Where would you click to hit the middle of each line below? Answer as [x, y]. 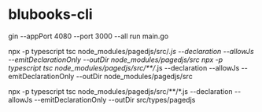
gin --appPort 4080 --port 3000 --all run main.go [89, 36]
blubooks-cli [50, 14]
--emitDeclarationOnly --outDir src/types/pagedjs [115, 99]
